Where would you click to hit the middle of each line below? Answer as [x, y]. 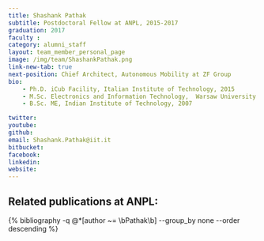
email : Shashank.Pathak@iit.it [60, 140]
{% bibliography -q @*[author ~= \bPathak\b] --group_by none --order [124, 220]
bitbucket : [26, 147]
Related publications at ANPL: [83, 201]
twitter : [23, 118]
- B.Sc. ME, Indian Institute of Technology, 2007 [107, 104]
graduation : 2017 [37, 30]
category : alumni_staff [47, 45]
